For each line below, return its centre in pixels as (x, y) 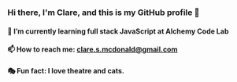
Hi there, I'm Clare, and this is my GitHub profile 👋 (104, 12)
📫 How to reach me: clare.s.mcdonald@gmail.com (93, 49)
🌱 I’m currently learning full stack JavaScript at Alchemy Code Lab (118, 31)
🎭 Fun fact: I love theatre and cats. (66, 70)
